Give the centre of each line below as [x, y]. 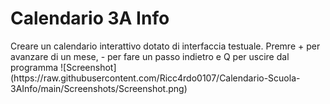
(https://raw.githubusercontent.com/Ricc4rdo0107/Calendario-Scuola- [155, 78]
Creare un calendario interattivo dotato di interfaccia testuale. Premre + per [165, 46]
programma [34, 67]
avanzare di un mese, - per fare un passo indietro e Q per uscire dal [150, 56]
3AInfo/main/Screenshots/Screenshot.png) [99, 88]
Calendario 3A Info [90, 18]
